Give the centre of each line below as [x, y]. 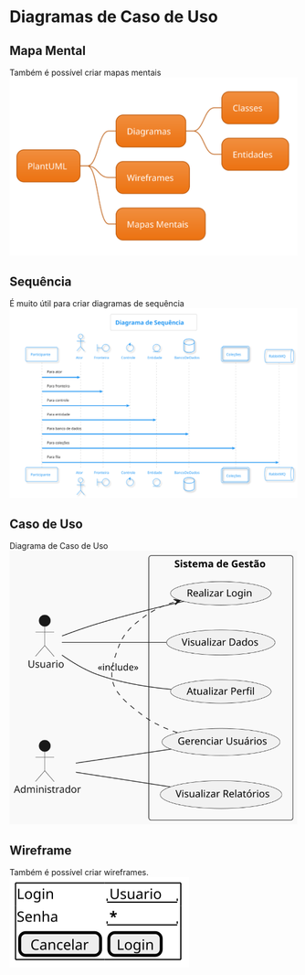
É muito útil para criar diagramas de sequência [97, 304]
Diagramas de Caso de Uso [114, 17]
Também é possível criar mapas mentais [85, 72]
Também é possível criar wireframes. [79, 873]
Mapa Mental [48, 51]
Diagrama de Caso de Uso [59, 546]
